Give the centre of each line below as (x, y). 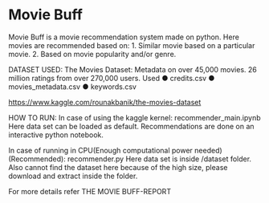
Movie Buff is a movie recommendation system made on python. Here (124, 37)
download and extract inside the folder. (73, 176)
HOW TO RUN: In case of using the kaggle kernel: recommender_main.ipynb (134, 117)
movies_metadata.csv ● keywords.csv (72, 87)
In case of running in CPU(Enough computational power (100, 150)
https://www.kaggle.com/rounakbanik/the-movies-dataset (105, 102)
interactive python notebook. (56, 135)
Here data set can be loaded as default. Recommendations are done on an (131, 126)
